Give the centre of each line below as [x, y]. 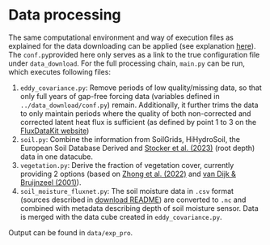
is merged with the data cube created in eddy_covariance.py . [121, 217]
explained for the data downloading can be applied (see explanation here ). [132, 45]
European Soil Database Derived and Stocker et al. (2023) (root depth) [137, 148]
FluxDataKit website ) [55, 131]
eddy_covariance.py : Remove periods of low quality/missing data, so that [141, 88]
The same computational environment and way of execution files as [121, 37]
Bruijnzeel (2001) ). [51, 182]
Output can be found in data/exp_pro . [71, 232]
